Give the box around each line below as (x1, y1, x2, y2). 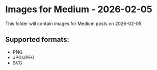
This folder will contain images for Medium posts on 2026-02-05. (5, 20, 143, 27)
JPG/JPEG (12, 54, 35, 60)
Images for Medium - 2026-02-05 (5, 4, 152, 15)
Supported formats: (5, 35, 70, 44)
